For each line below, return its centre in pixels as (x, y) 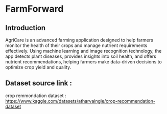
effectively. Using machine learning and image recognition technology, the (83, 51)
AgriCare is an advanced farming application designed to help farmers (79, 40)
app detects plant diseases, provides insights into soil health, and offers (81, 56)
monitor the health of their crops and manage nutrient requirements (76, 45)
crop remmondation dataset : (36, 96)
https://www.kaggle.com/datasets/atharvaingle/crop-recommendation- (80, 101)
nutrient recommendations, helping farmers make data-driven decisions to (83, 62)
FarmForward (34, 9)
